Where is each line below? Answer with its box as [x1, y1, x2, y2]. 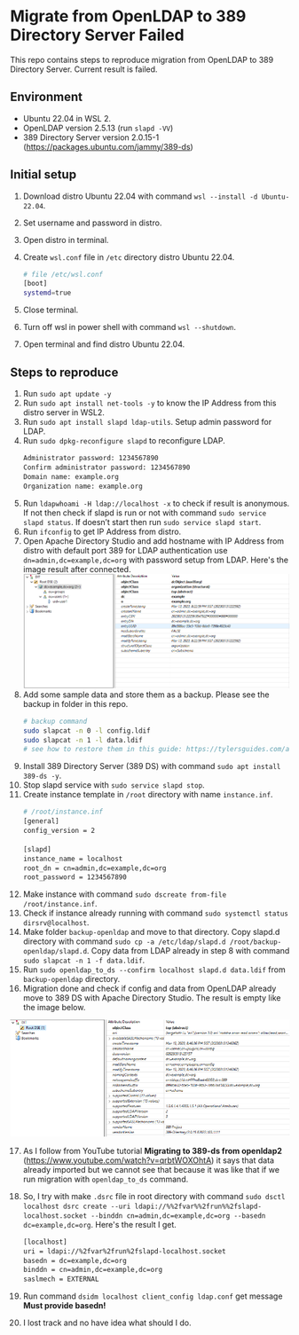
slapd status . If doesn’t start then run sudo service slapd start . [22, 516, 262, 527]
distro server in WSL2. [22, 407, 105, 418]
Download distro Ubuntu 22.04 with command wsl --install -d [22, 191, 258, 201]
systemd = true [22, 288, 72, 298]
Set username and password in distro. [22, 217, 162, 228]
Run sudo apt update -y [22, 389, 112, 398]
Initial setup [10, 167, 77, 183]
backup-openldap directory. [22, 974, 121, 985]
